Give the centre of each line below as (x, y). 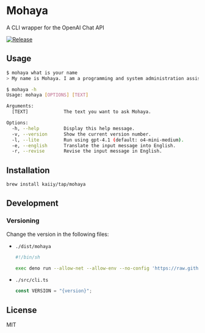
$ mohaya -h (21, 89)
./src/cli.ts (32, 280)
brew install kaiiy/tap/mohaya (46, 185)
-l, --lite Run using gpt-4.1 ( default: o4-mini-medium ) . (98, 140)
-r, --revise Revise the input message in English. (87, 151)
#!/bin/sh (28, 257)
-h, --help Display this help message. (74, 128)
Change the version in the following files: (58, 234)
